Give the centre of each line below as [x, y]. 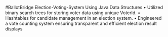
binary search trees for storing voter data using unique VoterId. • [73, 13]
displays [14, 29]
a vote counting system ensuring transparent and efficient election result [81, 23]
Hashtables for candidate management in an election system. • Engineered [83, 18]
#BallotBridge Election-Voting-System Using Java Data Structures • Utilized [84, 7]
